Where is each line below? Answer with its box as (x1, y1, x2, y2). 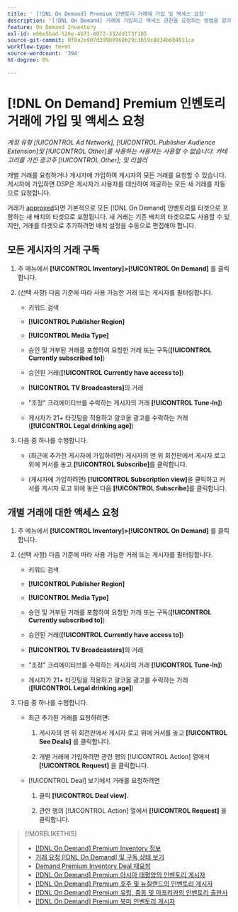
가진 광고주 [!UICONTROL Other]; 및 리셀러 (25, 155, 147, 164)
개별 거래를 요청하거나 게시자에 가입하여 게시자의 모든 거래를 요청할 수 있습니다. (7, 171, 227, 179)
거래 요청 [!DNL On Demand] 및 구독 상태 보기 (35, 853, 164, 862)
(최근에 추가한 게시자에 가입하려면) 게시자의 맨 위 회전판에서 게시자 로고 (28, 451, 226, 459)
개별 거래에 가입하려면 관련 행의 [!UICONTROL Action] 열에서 (38, 753, 210, 761)
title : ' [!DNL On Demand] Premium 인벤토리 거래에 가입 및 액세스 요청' (7, 10, 208, 18)
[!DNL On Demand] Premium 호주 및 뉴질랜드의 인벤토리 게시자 (35, 879, 213, 888)
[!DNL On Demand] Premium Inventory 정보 (35, 844, 161, 852)
